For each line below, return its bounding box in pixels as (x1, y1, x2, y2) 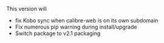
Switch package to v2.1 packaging (15, 30, 101, 37)
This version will (6, 5, 47, 12)
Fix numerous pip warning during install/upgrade (15, 24, 137, 30)
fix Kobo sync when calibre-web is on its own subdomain (15, 17, 159, 24)
